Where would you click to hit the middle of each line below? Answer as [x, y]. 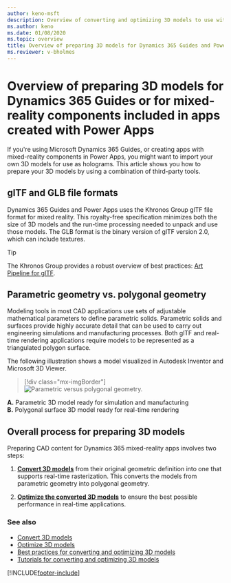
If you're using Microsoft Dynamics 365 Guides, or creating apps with [106, 149]
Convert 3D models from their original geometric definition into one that [119, 469]
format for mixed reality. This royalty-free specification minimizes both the [112, 217]
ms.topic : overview [35, 39]
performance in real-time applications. [71, 504]
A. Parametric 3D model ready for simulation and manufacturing [98, 403]
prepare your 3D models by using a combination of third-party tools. [104, 171]
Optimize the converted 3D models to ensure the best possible [107, 497]
